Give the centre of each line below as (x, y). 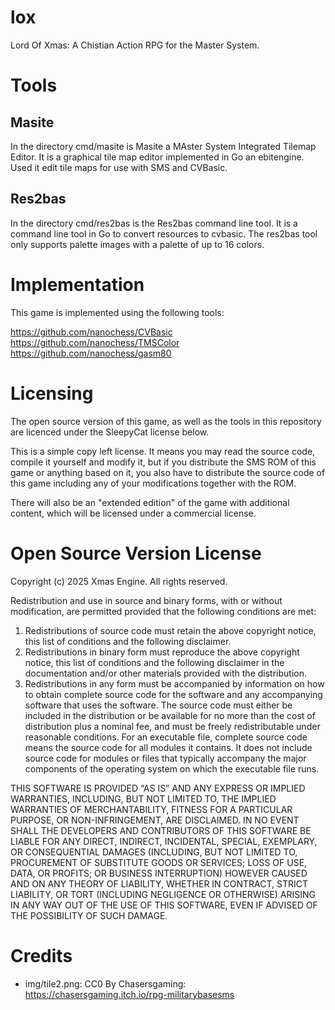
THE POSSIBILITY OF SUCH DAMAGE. (89, 915)
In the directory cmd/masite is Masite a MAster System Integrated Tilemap (163, 146)
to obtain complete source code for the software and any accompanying (173, 694)
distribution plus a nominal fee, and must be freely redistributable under (172, 726)
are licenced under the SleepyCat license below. (110, 432)
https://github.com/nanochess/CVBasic (91, 332)
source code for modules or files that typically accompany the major (165, 758)
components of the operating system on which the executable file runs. (172, 768)
